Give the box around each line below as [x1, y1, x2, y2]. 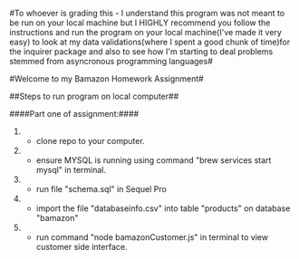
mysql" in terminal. [35, 165, 107, 175]
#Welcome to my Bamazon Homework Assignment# [9, 73, 204, 84]
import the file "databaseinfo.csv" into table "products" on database [35, 203, 291, 214]
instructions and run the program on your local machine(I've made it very [9, 27, 283, 37]
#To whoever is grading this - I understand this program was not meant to [9, 8, 285, 18]
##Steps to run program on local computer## [9, 91, 179, 101]
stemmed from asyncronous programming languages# [9, 56, 213, 66]
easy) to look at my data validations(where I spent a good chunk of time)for [9, 36, 291, 47]
